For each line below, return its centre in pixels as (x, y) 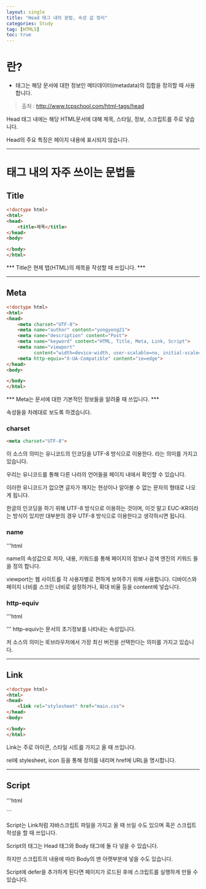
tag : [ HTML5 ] (23, 29)
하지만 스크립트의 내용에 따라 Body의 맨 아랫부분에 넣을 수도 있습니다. (90, 859)
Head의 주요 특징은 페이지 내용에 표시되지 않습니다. (68, 140)
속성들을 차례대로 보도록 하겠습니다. (49, 413)
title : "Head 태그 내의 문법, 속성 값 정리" (57, 18)
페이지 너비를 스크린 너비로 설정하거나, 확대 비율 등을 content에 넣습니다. (93, 586)
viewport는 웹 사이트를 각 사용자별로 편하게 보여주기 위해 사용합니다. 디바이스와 (102, 579)
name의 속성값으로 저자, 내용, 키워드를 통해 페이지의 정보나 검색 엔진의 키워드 (99, 558)
